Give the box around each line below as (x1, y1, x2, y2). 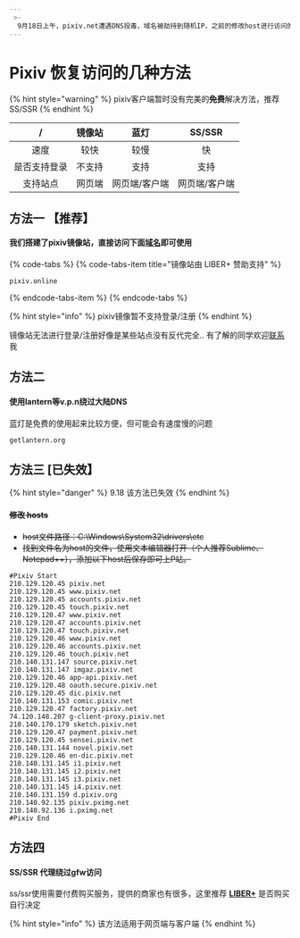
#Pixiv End (9, 814, 50, 823)
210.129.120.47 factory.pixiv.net (9, 704, 138, 713)
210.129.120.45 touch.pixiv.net (9, 602, 129, 612)
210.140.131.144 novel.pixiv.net (9, 743, 134, 752)
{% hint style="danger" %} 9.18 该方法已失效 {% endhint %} (9, 488, 230, 498)
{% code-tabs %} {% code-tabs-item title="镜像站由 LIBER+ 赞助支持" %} (9, 259, 282, 270)
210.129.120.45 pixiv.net (9, 579, 105, 588)
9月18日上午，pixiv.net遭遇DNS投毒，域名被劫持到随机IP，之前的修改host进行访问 (17, 21, 287, 30)
